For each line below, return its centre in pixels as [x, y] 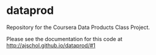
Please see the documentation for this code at [65, 39]
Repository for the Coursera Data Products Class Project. [78, 27]
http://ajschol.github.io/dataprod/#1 [51, 45]
